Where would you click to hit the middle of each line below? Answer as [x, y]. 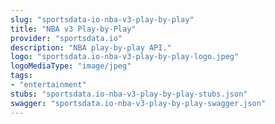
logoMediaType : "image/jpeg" [71, 66]
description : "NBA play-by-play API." [91, 47]
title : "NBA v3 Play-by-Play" [73, 29]
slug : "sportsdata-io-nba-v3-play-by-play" [102, 19]
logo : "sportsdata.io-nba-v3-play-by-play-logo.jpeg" [125, 57]
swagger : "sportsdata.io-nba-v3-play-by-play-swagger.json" [138, 103]
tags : [21, 76]
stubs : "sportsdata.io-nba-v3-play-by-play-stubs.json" [129, 94]
